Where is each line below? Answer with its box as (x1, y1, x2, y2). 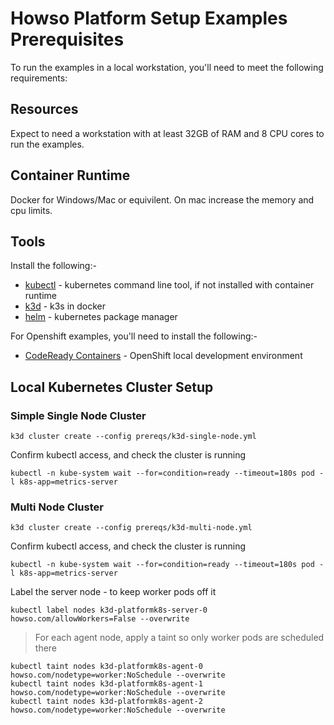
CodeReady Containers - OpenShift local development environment (24, 350, 303, 362)
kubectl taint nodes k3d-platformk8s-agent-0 (10, 662, 203, 672)
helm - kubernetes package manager (24, 311, 178, 323)
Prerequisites (10, 28, 125, 51)
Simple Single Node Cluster (10, 408, 147, 422)
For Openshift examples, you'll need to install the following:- (10, 330, 258, 342)
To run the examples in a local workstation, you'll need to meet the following (10, 61, 324, 73)
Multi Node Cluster (10, 500, 104, 514)
